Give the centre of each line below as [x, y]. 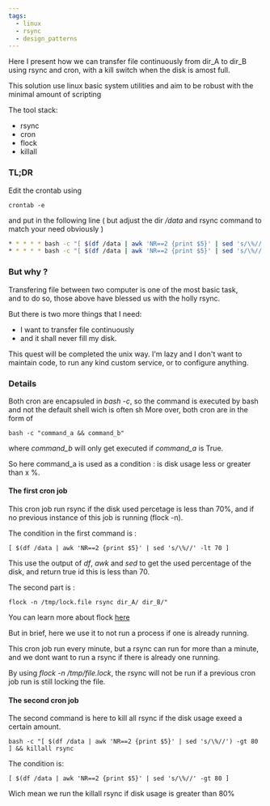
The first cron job [38, 491]
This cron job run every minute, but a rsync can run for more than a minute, [134, 649]
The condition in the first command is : [73, 533]
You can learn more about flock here [70, 617]
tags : [17, 16]
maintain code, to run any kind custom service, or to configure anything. [129, 362]
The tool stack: [33, 110]
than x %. [24, 472]
